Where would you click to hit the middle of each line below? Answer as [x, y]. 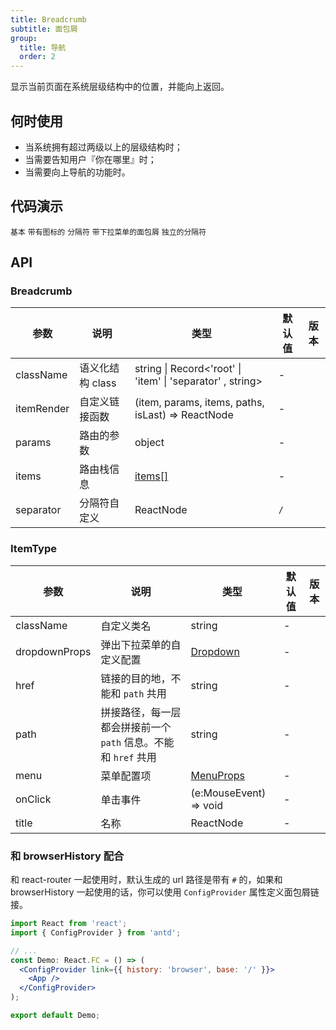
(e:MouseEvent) [228, 793]
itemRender [42, 409]
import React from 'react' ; [69, 924]
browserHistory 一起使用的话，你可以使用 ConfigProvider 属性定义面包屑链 [165, 892]
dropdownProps [53, 651]
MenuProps [218, 775]
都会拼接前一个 [136, 727]
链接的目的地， [136, 678]
